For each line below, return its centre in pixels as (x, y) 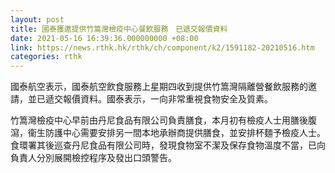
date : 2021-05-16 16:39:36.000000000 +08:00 (104, 38)
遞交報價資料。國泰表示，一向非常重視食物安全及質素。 (158, 99)
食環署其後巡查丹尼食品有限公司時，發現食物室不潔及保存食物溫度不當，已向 (168, 145)
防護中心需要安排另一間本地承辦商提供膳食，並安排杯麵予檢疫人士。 (185, 133)
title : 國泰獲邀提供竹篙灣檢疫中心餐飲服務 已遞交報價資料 (119, 29)
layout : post (37, 19)
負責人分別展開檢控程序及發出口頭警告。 (93, 158)
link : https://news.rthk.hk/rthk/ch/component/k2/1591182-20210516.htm (162, 47)
